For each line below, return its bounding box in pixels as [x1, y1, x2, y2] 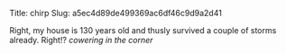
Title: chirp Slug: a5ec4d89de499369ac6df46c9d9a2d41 [9, 8, 223, 18]
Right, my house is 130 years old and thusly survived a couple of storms [9, 25, 277, 35]
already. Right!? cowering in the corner [9, 35, 153, 45]
